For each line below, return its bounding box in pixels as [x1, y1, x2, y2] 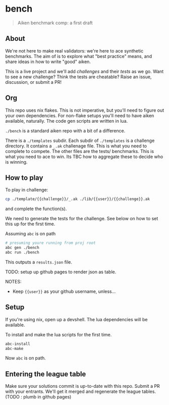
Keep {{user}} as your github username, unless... [12, 288, 116, 294]
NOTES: [5, 278, 22, 284]
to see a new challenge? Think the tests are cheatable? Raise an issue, [5, 74, 152, 80]
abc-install [5, 341, 30, 346]
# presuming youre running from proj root [5, 240, 96, 245]
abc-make [5, 346, 24, 351]
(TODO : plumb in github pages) [5, 394, 72, 400]
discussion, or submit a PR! [5, 79, 62, 85]
